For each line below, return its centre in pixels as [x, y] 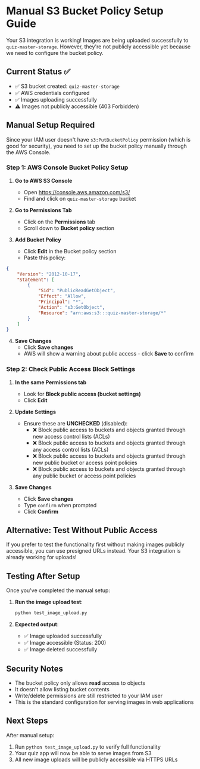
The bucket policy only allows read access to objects [80, 683]
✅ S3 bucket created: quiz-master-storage [67, 86]
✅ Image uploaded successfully [63, 636]
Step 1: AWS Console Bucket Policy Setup [67, 167]
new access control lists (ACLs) [71, 436]
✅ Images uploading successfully [56, 99]
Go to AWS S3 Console [43, 180]
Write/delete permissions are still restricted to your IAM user [88, 696]
